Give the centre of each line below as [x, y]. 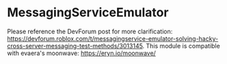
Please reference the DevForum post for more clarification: [90, 31]
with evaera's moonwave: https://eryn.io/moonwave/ [81, 53]
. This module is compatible [181, 46]
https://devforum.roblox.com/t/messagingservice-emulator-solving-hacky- [113, 38]
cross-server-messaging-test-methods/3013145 [75, 46]
